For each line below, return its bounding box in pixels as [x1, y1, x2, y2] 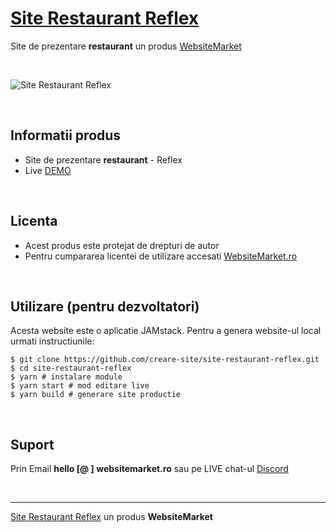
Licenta [10, 213, 58, 230]
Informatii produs [10, 127, 122, 144]
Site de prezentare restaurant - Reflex [24, 153, 183, 166]
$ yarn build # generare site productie [10, 390, 182, 400]
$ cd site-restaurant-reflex [10, 363, 132, 374]
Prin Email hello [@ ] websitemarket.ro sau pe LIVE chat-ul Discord [10, 463, 289, 475]
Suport [10, 436, 55, 453]
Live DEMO [24, 164, 72, 176]
